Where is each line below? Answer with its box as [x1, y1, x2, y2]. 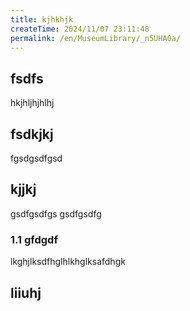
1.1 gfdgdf [10, 232, 58, 246]
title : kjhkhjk [10, 14, 74, 25]
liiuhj [10, 284, 42, 301]
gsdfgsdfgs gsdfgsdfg [10, 207, 102, 220]
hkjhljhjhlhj [10, 97, 55, 109]
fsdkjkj [10, 126, 54, 143]
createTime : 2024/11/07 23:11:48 [10, 24, 150, 34]
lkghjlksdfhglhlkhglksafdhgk [10, 256, 126, 268]
